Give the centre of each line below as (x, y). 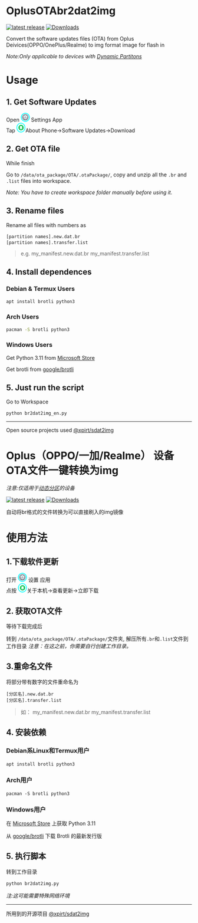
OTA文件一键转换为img (62, 471)
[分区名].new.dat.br (30, 694)
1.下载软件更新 (32, 561)
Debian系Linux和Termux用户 (48, 751)
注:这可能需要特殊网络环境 (38, 895)
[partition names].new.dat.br (43, 237)
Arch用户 (19, 780)
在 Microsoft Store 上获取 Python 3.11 (51, 823)
